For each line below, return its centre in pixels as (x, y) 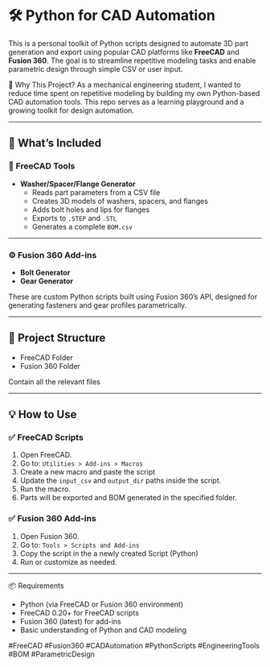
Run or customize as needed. (68, 561)
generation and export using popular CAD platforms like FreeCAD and (124, 52)
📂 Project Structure (57, 338)
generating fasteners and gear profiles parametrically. (98, 305)
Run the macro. (45, 489)
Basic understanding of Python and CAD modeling (103, 630)
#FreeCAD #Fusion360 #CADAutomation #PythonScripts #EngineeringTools (134, 645)
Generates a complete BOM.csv (82, 226)
